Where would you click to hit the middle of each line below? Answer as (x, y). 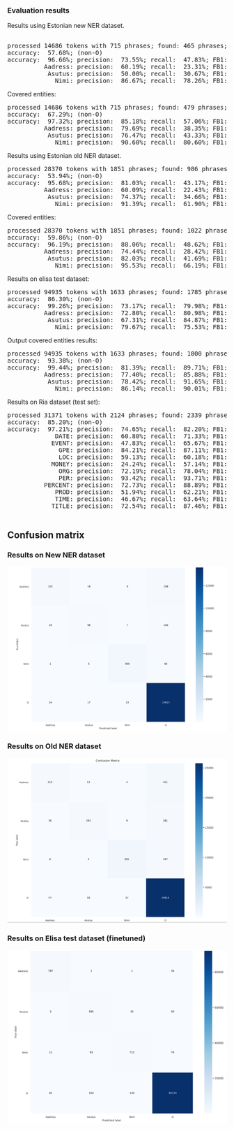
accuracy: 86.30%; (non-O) (55, 299)
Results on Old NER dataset (54, 746)
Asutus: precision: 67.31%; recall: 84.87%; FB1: (138, 320)
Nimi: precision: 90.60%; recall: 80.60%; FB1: (141, 143)
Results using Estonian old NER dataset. (64, 156)
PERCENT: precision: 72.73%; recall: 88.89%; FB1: (136, 485)
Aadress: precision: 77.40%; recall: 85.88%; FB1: (136, 375)
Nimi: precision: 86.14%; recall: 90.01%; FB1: (141, 389)
